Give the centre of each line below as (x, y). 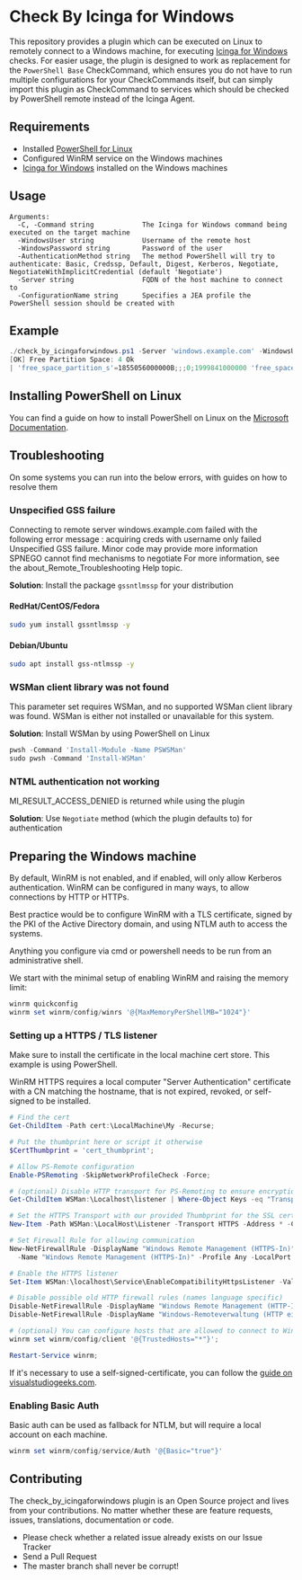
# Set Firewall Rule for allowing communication (102, 1241)
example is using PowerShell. (64, 1065)
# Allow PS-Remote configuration (72, 1167)
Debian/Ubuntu (39, 645)
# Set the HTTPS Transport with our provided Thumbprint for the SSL (142, 1216)
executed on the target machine (70, 232)
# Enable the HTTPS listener (64, 1274)
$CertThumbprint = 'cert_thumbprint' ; (82, 1150)
